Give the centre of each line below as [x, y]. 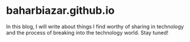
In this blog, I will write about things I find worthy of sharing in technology [95, 26]
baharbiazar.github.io [60, 11]
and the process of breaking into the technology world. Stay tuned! [87, 32]
